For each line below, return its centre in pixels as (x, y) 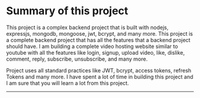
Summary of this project (67, 11)
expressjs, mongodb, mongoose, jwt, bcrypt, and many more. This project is (100, 33)
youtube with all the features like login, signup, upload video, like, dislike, (96, 52)
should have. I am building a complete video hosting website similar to (92, 46)
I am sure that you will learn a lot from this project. (68, 83)
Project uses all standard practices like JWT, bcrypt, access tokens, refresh (99, 70)
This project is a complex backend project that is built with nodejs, (87, 27)
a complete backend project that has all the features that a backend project (98, 40)
